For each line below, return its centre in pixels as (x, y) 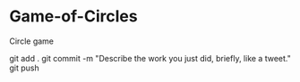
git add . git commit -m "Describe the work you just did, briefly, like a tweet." (150, 58)
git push (25, 68)
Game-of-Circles (73, 16)
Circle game (32, 41)
